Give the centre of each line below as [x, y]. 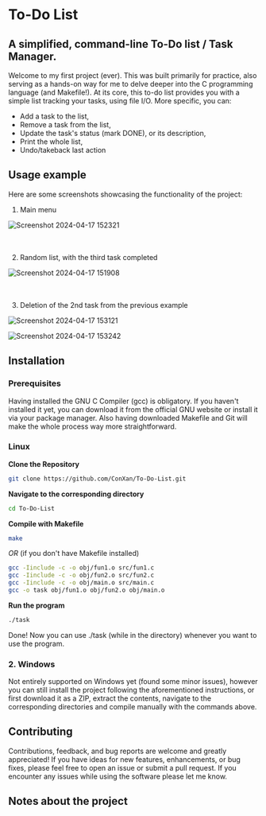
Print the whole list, [51, 142]
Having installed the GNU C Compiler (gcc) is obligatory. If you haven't [123, 401]
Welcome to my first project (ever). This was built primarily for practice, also [133, 76]
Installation [37, 361]
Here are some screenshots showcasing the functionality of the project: [125, 194]
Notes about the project [68, 801]
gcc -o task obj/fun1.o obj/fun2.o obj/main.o [87, 590]
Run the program [37, 605]
